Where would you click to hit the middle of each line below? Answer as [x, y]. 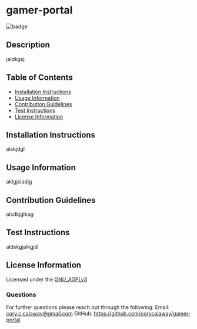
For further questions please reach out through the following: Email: [88, 307]
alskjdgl [16, 149]
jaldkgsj [15, 59]
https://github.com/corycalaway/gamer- [142, 313]
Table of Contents [40, 78]
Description [28, 45]
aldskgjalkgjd [22, 246]
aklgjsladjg [19, 182]
